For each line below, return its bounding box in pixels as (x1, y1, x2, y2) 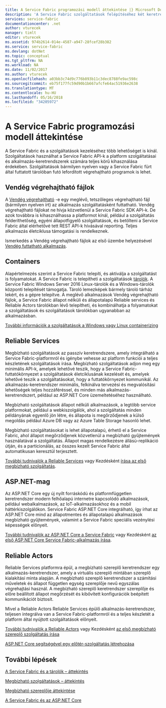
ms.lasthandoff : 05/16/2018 (5, 95, 63, 100)
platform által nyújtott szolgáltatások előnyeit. (5, 616, 98, 623)
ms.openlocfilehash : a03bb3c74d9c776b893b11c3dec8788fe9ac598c (5, 76, 138, 81)
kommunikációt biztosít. (5, 596, 54, 602)
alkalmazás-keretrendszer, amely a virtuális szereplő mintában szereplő (5, 570, 151, 576)
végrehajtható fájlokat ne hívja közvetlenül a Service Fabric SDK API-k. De (5, 207, 156, 213)
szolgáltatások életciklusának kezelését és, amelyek (43, 371, 150, 377)
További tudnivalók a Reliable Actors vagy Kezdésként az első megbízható (5, 626, 157, 632)
